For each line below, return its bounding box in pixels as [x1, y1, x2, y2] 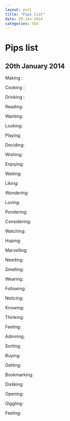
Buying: [5, 353, 21, 359]
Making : [5, 75, 23, 81]
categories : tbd [5, 21, 38, 26]
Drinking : [5, 94, 25, 100]
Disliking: [5, 381, 24, 387]
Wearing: [5, 276, 24, 282]
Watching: [5, 228, 26, 234]
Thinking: [5, 314, 24, 320]
